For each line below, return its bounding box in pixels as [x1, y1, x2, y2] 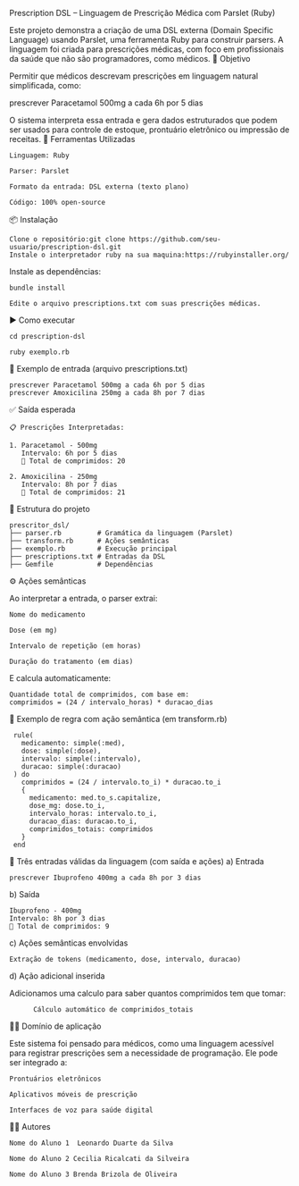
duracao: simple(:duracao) [21, 762, 122, 771]
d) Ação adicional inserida [9, 971, 105, 981]
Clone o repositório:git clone [9, 235, 126, 244]
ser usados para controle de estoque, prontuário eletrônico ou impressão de [9, 124, 290, 135]
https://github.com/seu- [129, 235, 221, 244]
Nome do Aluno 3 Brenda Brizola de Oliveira [9, 1170, 178, 1179]
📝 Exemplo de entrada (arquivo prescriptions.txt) [9, 364, 188, 374]
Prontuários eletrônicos [9, 1074, 102, 1083]
